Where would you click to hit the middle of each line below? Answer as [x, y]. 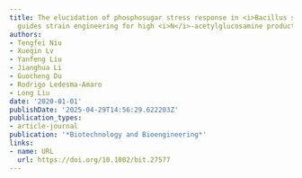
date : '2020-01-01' [46, 101]
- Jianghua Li [36, 68]
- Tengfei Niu [36, 43]
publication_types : [46, 118]
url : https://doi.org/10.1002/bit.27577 [94, 160]
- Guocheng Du [36, 76]
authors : [26, 34]
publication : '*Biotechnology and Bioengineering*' [108, 135]
